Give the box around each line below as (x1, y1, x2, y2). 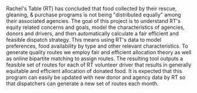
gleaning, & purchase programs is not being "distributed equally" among (6, 11, 181, 18)
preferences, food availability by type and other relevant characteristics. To (6, 42, 188, 49)
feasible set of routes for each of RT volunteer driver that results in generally (6, 61, 192, 68)
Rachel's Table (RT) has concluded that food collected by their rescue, (6, 5, 177, 12)
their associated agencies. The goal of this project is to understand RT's (6, 18, 181, 24)
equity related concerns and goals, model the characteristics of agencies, (6, 24, 185, 31)
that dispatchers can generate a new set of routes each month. (6, 80, 159, 87)
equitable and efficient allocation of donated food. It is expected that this (6, 68, 182, 74)
